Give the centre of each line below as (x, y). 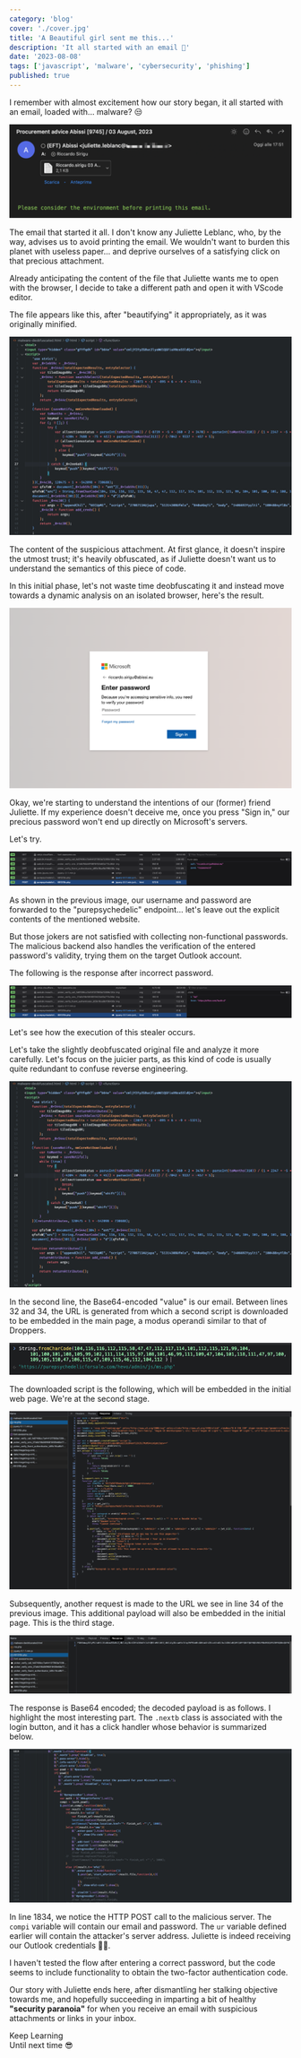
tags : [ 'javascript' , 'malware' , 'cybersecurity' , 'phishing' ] (130, 66)
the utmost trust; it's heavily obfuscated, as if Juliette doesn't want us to (142, 558)
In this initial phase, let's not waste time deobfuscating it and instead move (147, 585)
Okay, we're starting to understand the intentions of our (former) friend (140, 803)
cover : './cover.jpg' (50, 28)
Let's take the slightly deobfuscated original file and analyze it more (134, 1050)
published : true (39, 76)
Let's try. (26, 839)
